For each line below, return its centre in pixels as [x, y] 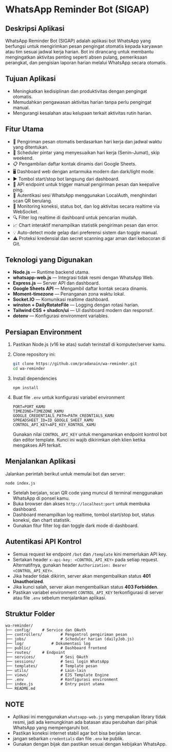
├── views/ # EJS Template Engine [57, 675]
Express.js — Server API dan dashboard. [56, 283]
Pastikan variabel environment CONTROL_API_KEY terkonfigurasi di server [88, 592]
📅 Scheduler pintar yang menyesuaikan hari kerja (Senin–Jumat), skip [86, 152]
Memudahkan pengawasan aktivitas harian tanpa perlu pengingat [82, 102]
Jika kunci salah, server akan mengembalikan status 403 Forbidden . [85, 586]
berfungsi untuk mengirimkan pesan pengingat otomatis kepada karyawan [84, 46]
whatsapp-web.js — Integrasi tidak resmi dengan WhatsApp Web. [83, 278]
